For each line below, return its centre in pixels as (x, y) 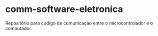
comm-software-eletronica (64, 9)
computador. (19, 28)
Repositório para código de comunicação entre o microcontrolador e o (79, 23)
